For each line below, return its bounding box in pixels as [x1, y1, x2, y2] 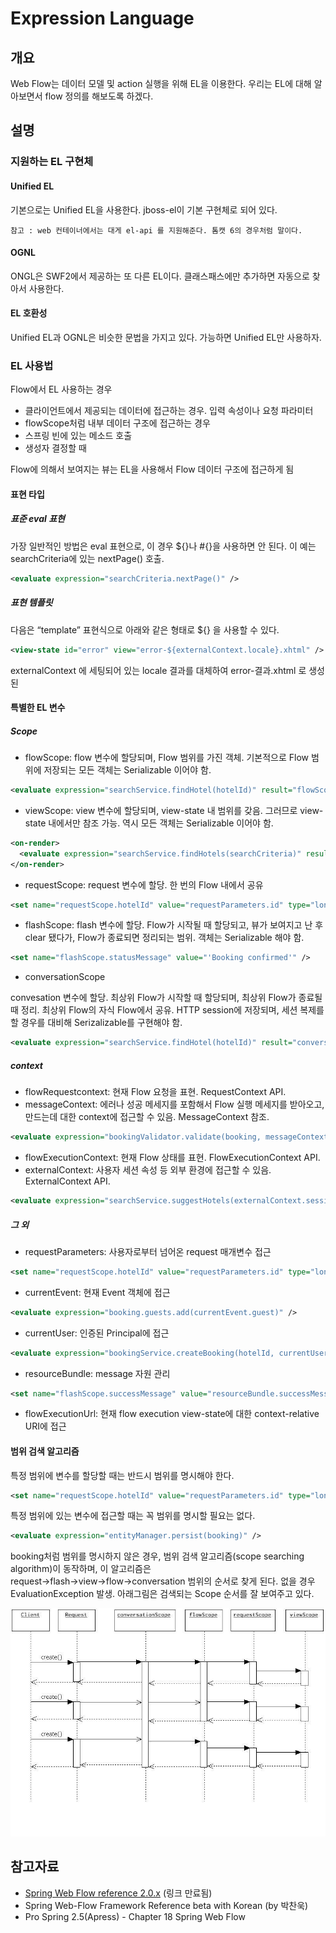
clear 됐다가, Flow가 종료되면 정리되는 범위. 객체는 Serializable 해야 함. [24, 932, 305, 944]
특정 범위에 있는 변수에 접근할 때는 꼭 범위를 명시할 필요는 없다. [10, 1510, 256, 1522]
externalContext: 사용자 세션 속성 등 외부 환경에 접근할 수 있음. [24, 1164, 272, 1176]
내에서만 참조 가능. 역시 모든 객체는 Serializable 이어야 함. [48, 817, 274, 829]
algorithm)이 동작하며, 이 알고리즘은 [10, 1563, 152, 1575]
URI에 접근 [24, 1420, 67, 1432]
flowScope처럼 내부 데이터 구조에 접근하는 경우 [24, 417, 211, 429]
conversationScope [24, 971, 106, 983]
